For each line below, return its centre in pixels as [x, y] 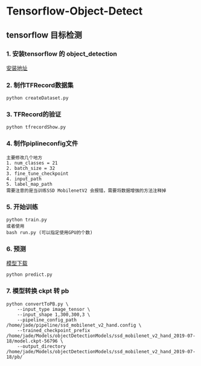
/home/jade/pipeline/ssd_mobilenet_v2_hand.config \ [74, 325]
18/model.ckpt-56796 [32, 341]
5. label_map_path [29, 184]
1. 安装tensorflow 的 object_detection [62, 54]
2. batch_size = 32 [31, 168]
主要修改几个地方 [24, 158]
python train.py [27, 220]
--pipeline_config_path [47, 320]
